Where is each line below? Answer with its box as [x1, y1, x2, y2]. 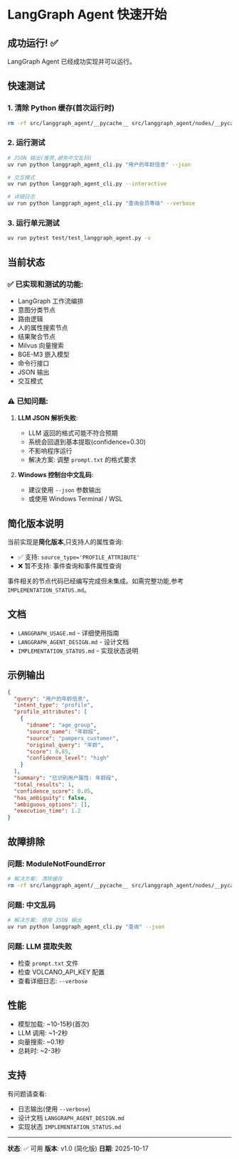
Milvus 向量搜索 [17, 341, 64, 349]
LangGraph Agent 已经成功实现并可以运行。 [7, 58, 137, 65]
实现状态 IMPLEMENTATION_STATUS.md [17, 1122, 122, 1131]
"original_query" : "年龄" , [26, 741, 105, 749]
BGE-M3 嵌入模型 [17, 350, 70, 358]
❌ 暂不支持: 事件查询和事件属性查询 [17, 562, 122, 570]
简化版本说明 [7, 517, 64, 530]
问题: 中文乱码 [7, 900, 55, 910]
